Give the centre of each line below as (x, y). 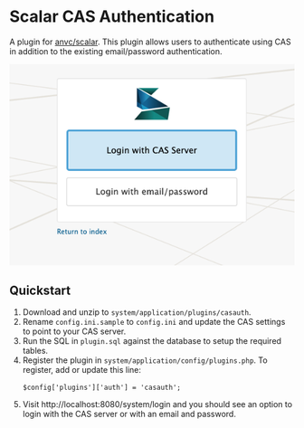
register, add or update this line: (82, 370)
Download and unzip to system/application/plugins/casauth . (137, 312)
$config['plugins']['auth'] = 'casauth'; (101, 388)
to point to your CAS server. (74, 331)
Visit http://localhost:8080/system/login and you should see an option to (157, 404)
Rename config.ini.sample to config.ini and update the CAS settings (154, 322)
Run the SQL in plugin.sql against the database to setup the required (152, 341)
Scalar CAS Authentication (112, 17)
